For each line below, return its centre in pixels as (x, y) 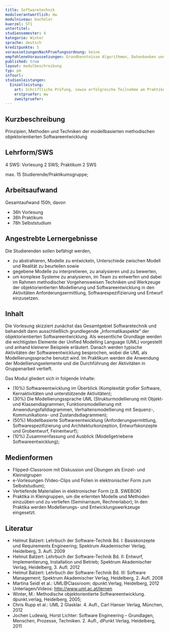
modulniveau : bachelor (29, 19)
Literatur (19, 529)
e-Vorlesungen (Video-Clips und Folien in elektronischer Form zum (82, 480)
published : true (22, 61)
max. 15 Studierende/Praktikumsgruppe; (47, 174)
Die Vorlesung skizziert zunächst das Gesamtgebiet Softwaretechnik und (81, 326)
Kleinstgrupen (27, 475)
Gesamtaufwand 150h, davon (35, 202)
